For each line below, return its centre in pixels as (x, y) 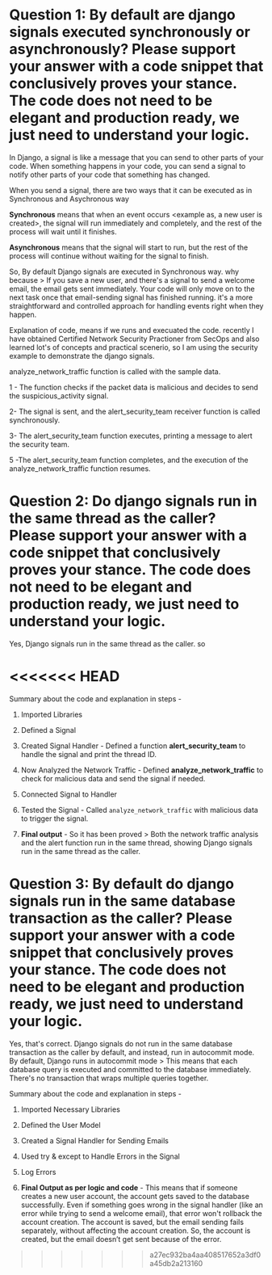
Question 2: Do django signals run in (133, 501)
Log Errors (38, 1172)
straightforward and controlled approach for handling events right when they (136, 305)
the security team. (40, 444)
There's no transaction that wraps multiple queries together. (109, 1078)
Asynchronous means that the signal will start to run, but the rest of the (129, 247)
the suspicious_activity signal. (59, 396)
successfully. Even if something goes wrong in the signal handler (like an (142, 1205)
